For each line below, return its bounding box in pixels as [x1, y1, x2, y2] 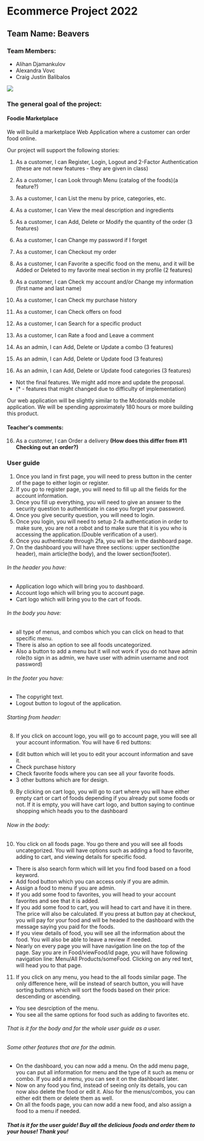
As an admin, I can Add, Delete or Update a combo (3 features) [15, 344, 174, 350]
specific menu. [15, 634, 53, 642]
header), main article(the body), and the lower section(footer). [15, 550, 172, 557]
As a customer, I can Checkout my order [15, 248, 117, 256]
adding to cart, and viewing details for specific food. [15, 853, 147, 860]
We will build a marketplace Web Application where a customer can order [7, 129, 191, 135]
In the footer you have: [7, 674, 64, 682]
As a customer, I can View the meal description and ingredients [15, 206, 174, 214]
